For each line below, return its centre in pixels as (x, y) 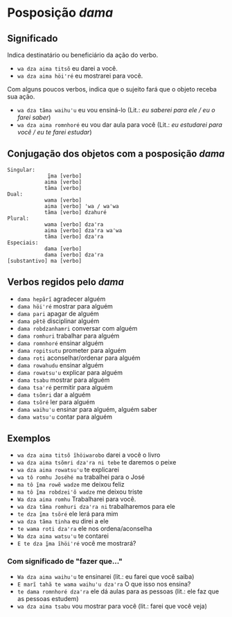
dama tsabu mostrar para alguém (63, 380)
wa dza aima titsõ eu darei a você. (67, 68)
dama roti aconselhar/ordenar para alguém (79, 358)
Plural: (18, 218)
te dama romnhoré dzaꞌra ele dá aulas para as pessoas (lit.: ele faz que (118, 591)
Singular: (21, 170)
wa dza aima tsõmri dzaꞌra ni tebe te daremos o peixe (97, 462)
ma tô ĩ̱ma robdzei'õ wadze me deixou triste (80, 492)
